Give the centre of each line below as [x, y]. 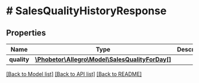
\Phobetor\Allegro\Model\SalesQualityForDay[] [103, 59]
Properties [26, 33]
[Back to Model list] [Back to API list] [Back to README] [74, 74]
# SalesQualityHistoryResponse [86, 11]
